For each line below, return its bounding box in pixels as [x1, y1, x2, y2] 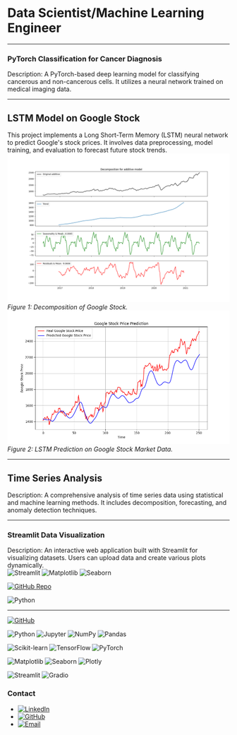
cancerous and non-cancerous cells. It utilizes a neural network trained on [7, 78, 224, 86]
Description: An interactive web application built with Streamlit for [7, 546, 198, 555]
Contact [7, 688, 36, 698]
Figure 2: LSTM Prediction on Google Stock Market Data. [7, 445, 173, 453]
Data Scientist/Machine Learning [7, 5, 205, 21]
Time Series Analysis [7, 472, 102, 484]
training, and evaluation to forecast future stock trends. [7, 146, 168, 155]
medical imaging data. [7, 85, 72, 93]
